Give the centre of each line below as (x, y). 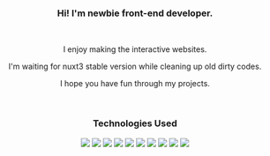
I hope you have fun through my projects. (135, 84)
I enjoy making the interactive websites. (135, 49)
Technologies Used (135, 123)
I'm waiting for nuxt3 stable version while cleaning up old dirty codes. (135, 67)
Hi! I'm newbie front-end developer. (135, 13)
